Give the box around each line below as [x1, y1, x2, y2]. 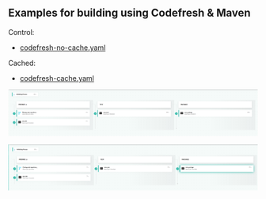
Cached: [8, 58, 36, 67]
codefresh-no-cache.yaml [19, 43, 106, 52]
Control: [8, 27, 35, 36]
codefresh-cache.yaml [19, 73, 95, 82]
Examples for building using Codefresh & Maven [8, 6, 251, 20]
